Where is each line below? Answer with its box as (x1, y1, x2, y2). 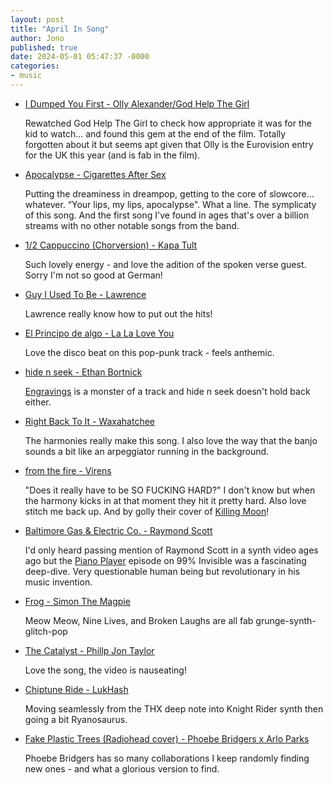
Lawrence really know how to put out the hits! (24, 307, 213, 320)
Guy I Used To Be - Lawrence (24, 288, 147, 300)
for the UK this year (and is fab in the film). (24, 149, 201, 161)
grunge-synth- (255, 614, 317, 626)
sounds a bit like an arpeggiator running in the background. (24, 445, 270, 457)
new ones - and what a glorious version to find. (24, 762, 220, 775)
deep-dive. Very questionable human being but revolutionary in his (24, 565, 300, 577)
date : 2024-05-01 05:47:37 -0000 (10, 52, 150, 62)
